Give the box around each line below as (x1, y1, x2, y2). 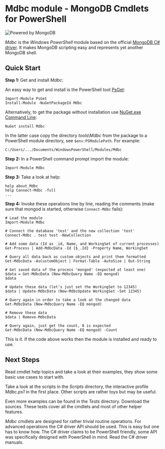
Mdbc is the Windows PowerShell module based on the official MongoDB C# (5, 39, 160, 45)
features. (5, 409, 24, 415)
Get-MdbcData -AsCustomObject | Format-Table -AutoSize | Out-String (5, 258, 151, 263)
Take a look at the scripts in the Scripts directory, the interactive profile (5, 384, 149, 389)
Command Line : (5, 114, 37, 120)
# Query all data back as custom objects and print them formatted (5, 254, 146, 259)
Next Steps (5, 355, 40, 364)
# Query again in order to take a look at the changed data (5, 297, 131, 302)
